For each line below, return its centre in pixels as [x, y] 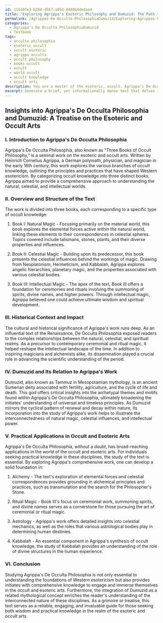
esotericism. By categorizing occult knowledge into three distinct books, [77, 176]
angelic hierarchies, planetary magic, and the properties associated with [84, 270]
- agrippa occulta [28, 55]
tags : [10, 37]
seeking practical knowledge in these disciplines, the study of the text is [77, 457]
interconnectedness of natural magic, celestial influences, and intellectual [79, 418]
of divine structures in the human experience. [57, 552]
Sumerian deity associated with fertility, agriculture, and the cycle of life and [81, 387]
